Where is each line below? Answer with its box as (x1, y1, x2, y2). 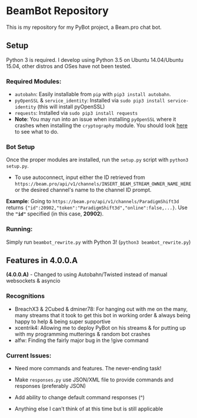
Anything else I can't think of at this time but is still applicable (14, 405, 163, 413)
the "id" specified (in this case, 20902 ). (6, 210, 104, 217)
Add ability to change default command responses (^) (14, 394, 145, 401)
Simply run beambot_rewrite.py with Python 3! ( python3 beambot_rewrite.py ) (6, 238, 191, 246)
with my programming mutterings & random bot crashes (14, 330, 151, 337)
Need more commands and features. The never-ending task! (14, 365, 162, 372)
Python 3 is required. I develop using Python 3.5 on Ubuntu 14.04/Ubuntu (6, 56, 184, 63)
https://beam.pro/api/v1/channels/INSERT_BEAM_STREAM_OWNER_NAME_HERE (14, 181, 192, 187)
